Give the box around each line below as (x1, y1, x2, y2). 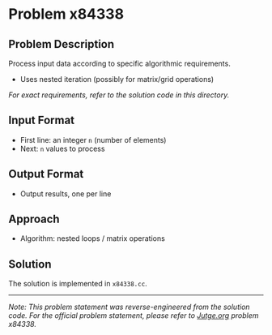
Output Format (8, 167, 84, 181)
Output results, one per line (19, 188, 112, 199)
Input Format (8, 114, 75, 127)
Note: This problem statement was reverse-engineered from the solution (8, 302, 250, 312)
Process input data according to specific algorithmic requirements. (8, 58, 231, 68)
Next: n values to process (19, 144, 105, 153)
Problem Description (8, 37, 115, 51)
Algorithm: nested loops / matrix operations (19, 234, 166, 243)
